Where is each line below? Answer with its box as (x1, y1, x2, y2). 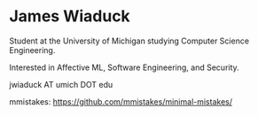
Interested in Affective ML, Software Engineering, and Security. (9, 62, 239, 73)
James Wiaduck (9, 6, 130, 27)
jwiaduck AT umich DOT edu (9, 79, 113, 89)
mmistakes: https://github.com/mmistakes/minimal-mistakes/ (9, 96, 233, 107)
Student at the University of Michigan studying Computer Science (9, 35, 250, 46)
